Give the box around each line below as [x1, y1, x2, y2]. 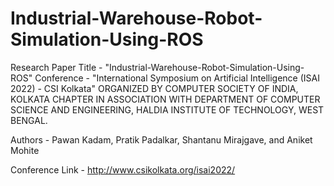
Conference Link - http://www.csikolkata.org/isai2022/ [10, 163, 236, 176]
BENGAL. [10, 114, 48, 126]
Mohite [10, 144, 40, 156]
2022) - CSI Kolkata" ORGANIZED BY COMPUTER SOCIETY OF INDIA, [10, 82, 299, 94]
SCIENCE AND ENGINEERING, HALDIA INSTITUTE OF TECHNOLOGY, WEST [10, 103, 325, 116]
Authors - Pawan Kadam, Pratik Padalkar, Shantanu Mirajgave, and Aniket [10, 133, 313, 146]
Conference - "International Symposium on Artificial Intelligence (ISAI [34, 72, 320, 84]
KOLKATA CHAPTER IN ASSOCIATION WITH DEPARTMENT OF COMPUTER [10, 93, 321, 105]
